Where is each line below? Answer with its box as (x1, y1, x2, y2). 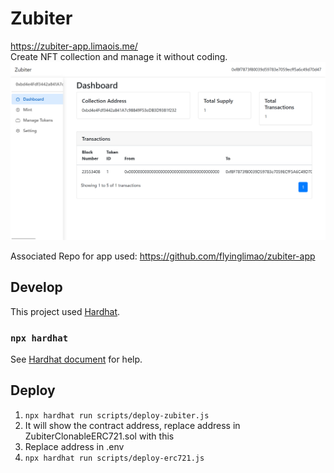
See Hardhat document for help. (10, 353, 143, 366)
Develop (10, 279, 63, 296)
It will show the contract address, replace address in (24, 419, 241, 431)
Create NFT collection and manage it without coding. (10, 50, 228, 62)
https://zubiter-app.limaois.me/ (10, 40, 138, 52)
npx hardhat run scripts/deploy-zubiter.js (24, 410, 210, 421)
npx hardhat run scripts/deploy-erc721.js (24, 453, 205, 463)
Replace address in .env (24, 440, 125, 452)
